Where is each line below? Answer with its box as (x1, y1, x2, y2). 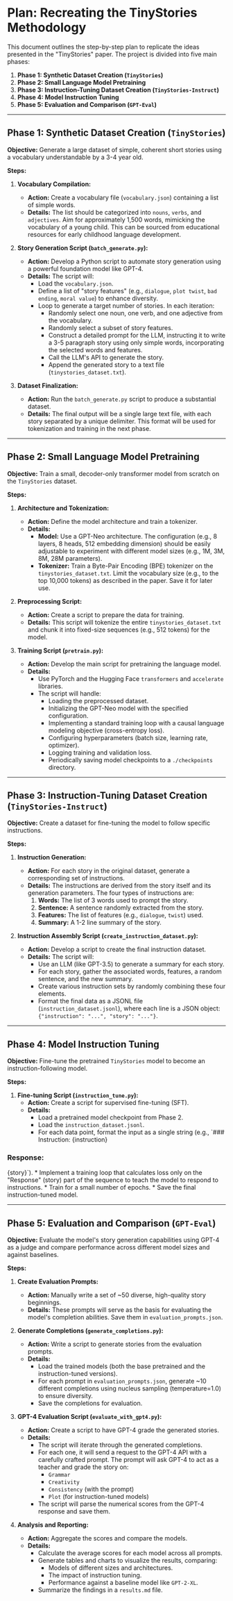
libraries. (37, 682, 64, 690)
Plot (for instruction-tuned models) (48, 1493, 149, 1501)
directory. (48, 763, 76, 771)
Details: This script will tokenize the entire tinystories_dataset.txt (27, 618, 222, 626)
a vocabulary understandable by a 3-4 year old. (7, 153, 144, 161)
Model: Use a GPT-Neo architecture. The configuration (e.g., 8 (37, 532, 217, 540)
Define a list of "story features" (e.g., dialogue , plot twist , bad (37, 286, 217, 295)
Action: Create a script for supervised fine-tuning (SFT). (27, 1099, 189, 1107)
